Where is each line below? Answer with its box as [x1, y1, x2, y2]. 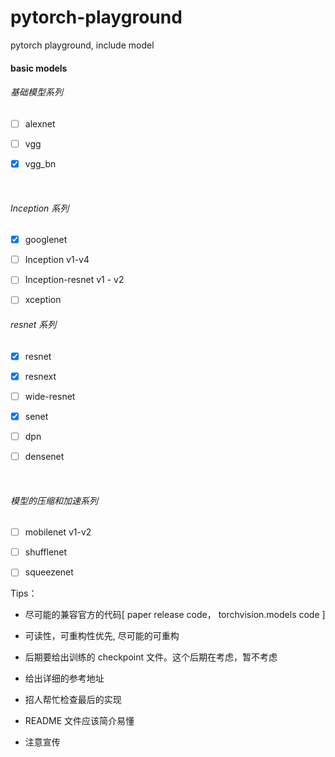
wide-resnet [24, 390, 76, 402]
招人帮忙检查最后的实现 [24, 694, 122, 706]
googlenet [24, 234, 68, 246]
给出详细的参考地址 [24, 672, 105, 685]
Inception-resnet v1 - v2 [24, 274, 125, 286]
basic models [10, 62, 68, 74]
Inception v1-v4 [24, 254, 90, 266]
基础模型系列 [10, 86, 63, 98]
